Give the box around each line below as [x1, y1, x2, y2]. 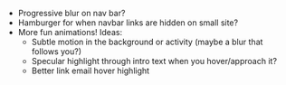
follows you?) [31, 46, 81, 57]
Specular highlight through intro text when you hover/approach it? [31, 56, 278, 66]
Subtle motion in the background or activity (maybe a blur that [31, 36, 263, 47]
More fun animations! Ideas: [17, 27, 123, 37]
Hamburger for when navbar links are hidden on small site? [17, 17, 238, 28]
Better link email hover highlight [31, 65, 150, 76]
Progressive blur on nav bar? [17, 8, 126, 18]
